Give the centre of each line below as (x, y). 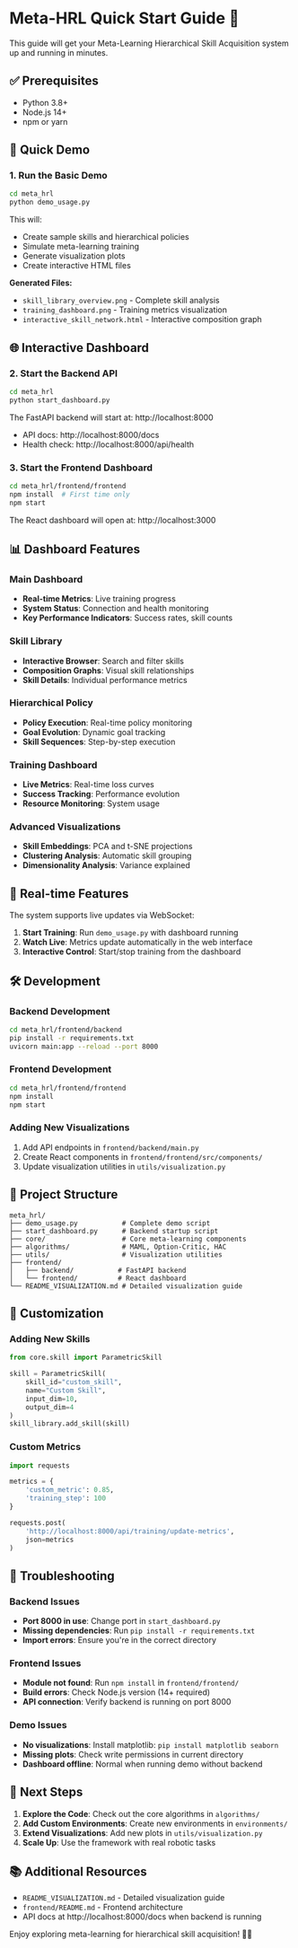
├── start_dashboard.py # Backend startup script (114, 1231)
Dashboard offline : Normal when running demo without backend (142, 1764)
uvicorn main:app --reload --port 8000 (84, 1046)
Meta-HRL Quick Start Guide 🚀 (124, 18)
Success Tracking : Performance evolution (101, 794)
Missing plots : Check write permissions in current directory (133, 1754)
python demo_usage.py (50, 202)
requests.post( (38, 1522)
